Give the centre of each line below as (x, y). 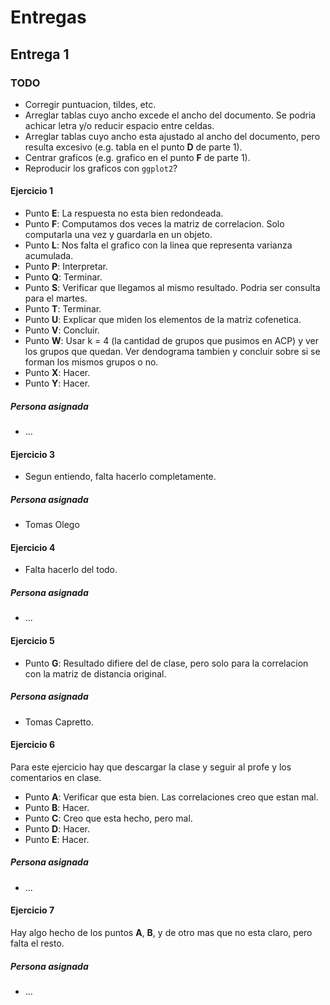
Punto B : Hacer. (57, 807)
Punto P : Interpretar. (66, 267)
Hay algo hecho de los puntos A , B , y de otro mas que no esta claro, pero (161, 932)
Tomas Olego (52, 525)
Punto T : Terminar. (63, 309)
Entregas (48, 17)
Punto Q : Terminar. (63, 277)
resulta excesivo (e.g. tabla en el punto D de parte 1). (133, 147)
